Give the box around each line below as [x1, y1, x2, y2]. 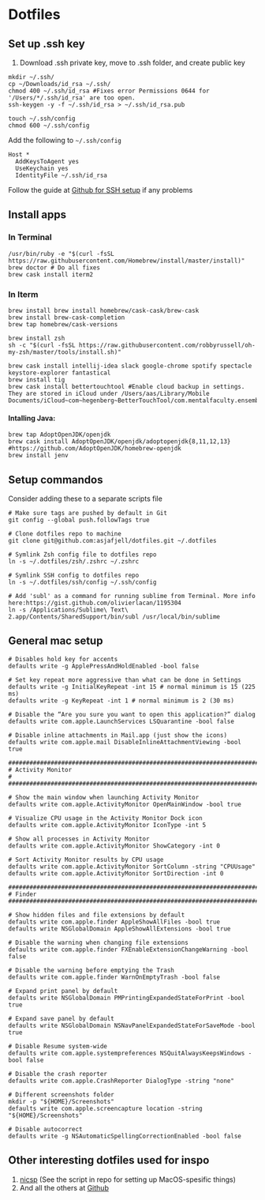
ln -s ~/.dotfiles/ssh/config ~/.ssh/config [8, 578, 157, 586]
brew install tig [8, 375, 65, 384]
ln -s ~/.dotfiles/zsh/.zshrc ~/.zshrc [8, 558, 140, 566]
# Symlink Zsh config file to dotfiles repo [8, 551, 157, 559]
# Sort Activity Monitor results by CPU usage [8, 856, 164, 863]
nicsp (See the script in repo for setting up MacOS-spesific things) [19, 1175, 237, 1184]
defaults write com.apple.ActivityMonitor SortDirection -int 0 [8, 869, 224, 878]
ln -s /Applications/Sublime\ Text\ [8, 606, 129, 614]
